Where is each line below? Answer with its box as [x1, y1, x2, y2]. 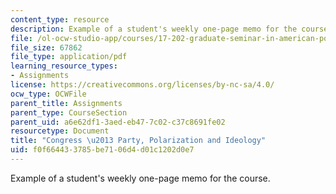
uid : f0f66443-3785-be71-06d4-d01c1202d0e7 [10, 145, 195, 155]
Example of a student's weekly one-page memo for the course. [10, 172, 271, 184]
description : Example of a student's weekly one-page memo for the [10, 24, 298, 34]
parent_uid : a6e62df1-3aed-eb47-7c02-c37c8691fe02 [10, 117, 226, 127]
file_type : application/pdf [10, 52, 128, 62]
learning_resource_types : [10, 61, 118, 71]
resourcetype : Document [10, 126, 110, 136]
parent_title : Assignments [10, 98, 123, 108]
